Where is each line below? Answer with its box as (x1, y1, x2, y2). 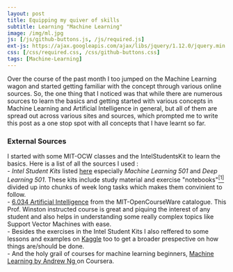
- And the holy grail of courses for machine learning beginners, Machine (7, 249, 214, 257)
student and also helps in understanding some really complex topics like (7, 212, 214, 221)
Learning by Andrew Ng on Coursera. (7, 257, 115, 265)
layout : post (7, 10, 45, 17)
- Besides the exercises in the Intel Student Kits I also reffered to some (7, 227, 209, 235)
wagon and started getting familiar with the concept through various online (7, 81, 222, 90)
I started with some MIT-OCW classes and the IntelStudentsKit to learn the (7, 152, 220, 161)
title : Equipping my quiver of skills (7, 17, 120, 24)
